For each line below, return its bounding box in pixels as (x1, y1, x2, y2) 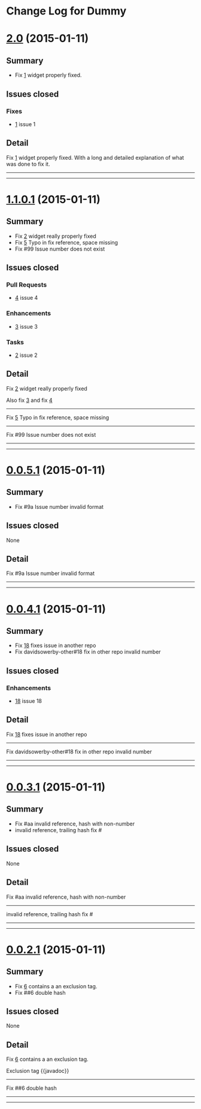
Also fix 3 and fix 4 (6, 397, 53, 404)
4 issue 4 (14, 294, 38, 302)
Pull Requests (6, 281, 47, 289)
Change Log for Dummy (6, 4, 127, 18)
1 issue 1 (14, 120, 36, 127)
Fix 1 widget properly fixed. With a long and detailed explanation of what (6, 154, 184, 161)
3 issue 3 (14, 323, 38, 330)
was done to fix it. (6, 160, 50, 168)
